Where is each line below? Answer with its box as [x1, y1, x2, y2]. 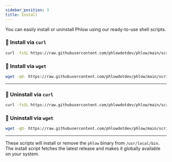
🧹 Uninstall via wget [5, 114, 54, 121]
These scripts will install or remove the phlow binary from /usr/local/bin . [5, 140, 160, 146]
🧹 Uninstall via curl [5, 91, 54, 98]
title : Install [5, 12, 38, 17]
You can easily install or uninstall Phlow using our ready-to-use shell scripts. [5, 26, 166, 32]
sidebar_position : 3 [5, 7, 50, 13]
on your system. [5, 151, 39, 157]
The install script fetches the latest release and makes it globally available [5, 146, 161, 152]
